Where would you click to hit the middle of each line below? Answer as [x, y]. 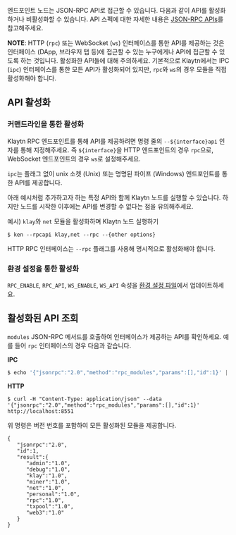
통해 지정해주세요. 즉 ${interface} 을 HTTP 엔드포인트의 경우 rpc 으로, [117, 149]
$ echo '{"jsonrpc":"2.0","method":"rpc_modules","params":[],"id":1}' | [118, 372]
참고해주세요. [25, 28]
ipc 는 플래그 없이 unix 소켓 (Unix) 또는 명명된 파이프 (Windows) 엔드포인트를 [114, 173]
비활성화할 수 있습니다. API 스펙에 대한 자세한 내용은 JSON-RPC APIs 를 [125, 19]
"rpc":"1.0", [45, 500]
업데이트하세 [207, 285]
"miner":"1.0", [48, 481]
